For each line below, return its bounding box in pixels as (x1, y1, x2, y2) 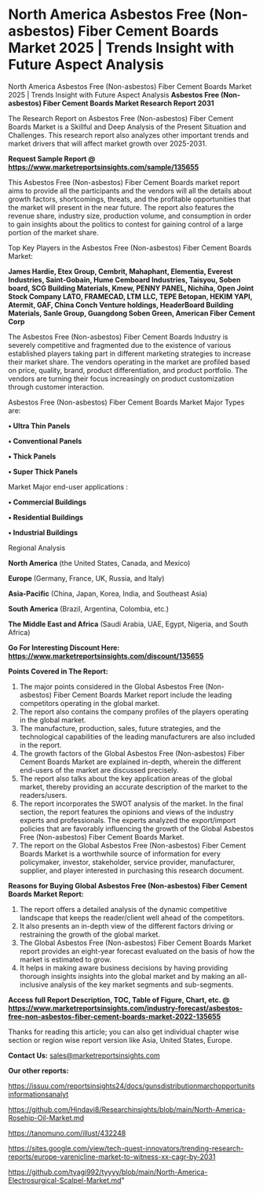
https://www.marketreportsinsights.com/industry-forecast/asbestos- (8, 1003, 243, 1013)
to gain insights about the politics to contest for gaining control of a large (8, 219, 243, 229)
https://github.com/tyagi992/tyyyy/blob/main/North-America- (8, 1167, 208, 1176)
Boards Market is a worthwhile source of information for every (19, 848, 221, 859)
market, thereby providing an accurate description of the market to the (19, 781, 248, 792)
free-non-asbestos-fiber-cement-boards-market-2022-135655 (8, 1011, 221, 1021)
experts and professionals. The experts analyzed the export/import (19, 815, 236, 825)
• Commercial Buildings (8, 497, 87, 507)
